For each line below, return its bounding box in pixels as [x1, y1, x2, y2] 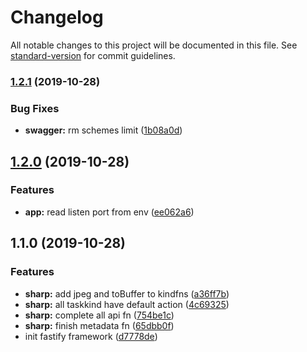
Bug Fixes [10, 101, 60, 115]
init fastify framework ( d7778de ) [24, 330, 158, 342]
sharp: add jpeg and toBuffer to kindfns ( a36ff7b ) [24, 287, 230, 300]
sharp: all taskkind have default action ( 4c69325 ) [24, 298, 230, 310]
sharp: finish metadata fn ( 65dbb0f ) [24, 319, 175, 331]
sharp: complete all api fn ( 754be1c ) [24, 309, 175, 321]
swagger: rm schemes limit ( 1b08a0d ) [24, 124, 183, 136]
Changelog [10, 6, 104, 29]
